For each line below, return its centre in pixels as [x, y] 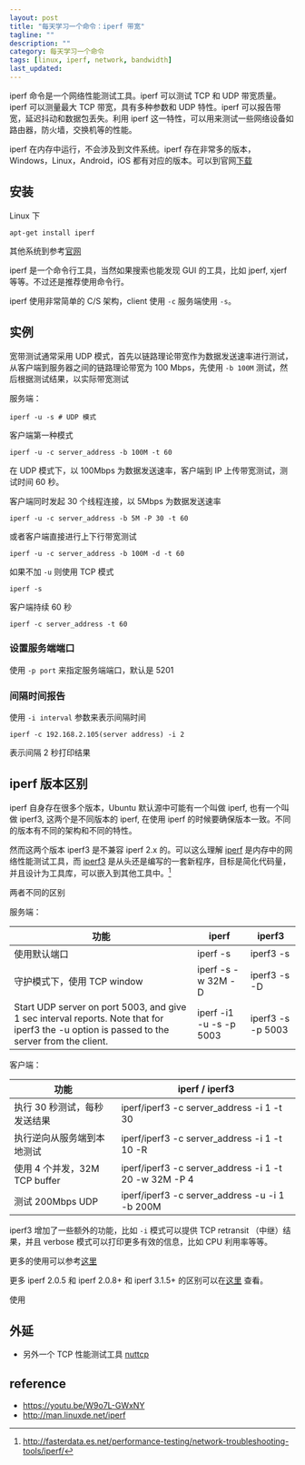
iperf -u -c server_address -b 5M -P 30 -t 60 [99, 518]
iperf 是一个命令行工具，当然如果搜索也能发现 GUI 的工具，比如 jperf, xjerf [148, 270]
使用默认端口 [42, 954]
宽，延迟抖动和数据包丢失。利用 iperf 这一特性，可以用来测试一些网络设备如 [152, 118]
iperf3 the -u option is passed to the [92, 1029]
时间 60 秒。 [40, 481]
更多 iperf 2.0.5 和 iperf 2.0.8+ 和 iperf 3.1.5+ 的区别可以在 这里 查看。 [139, 1280]
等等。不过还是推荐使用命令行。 [69, 281]
